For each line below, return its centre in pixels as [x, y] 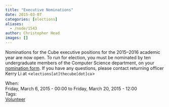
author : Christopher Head [32, 33]
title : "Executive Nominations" [39, 10]
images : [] [17, 38]
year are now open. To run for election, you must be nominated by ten [78, 57]
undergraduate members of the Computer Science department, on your [80, 63]
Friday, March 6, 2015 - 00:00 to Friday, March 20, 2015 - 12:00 [71, 88]
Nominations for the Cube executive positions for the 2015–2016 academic [83, 52]
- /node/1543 [24, 29]
